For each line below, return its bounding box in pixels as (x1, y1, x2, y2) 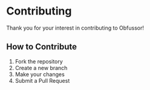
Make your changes (15, 71, 65, 78)
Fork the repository (15, 57, 64, 65)
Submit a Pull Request (15, 77, 70, 84)
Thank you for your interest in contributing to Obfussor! (6, 24, 144, 31)
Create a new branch (15, 64, 68, 71)
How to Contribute (6, 42, 77, 52)
